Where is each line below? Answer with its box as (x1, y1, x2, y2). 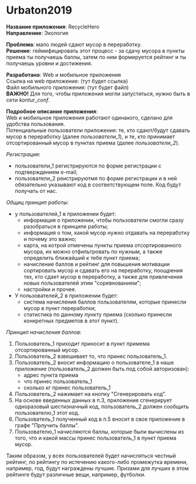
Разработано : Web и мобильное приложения (6, 71, 121, 78)
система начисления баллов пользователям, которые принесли (23, 298, 187, 305)
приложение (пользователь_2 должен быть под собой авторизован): (14, 365, 189, 372)
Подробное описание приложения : (6, 108, 98, 115)
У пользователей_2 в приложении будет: (14, 292, 118, 299)
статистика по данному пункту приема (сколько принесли (23, 311, 172, 318)
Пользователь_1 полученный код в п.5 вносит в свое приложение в (14, 415, 185, 422)
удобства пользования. (6, 120, 65, 127)
